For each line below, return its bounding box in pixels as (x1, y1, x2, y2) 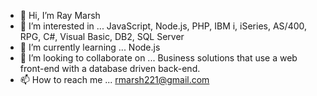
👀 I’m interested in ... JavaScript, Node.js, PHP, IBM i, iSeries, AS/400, (19, 20, 308, 32)
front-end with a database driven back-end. (19, 63, 201, 74)
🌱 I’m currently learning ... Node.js (19, 41, 161, 53)
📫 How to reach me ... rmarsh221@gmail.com (19, 74, 210, 85)
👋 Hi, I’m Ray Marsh (19, 10, 101, 21)
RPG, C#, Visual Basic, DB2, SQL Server (19, 31, 185, 42)
